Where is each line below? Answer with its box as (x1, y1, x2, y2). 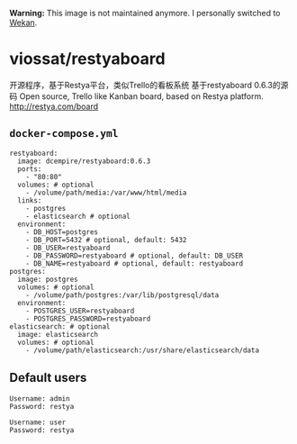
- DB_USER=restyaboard (25, 243, 111, 252)
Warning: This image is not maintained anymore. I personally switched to (9, 8, 281, 18)
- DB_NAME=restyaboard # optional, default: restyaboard (25, 258, 244, 268)
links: (17, 195, 42, 205)
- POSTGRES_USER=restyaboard (25, 306, 135, 315)
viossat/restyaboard (9, 49, 166, 69)
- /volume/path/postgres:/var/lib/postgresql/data (25, 290, 220, 300)
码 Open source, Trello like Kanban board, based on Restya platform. (9, 90, 264, 102)
